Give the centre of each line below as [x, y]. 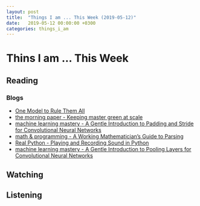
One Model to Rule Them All [50, 111]
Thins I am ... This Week [67, 58]
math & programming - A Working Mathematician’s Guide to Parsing [99, 137]
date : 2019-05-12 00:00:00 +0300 [51, 23]
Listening [24, 195]
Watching [25, 174]
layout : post [23, 12]
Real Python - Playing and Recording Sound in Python [82, 143]
